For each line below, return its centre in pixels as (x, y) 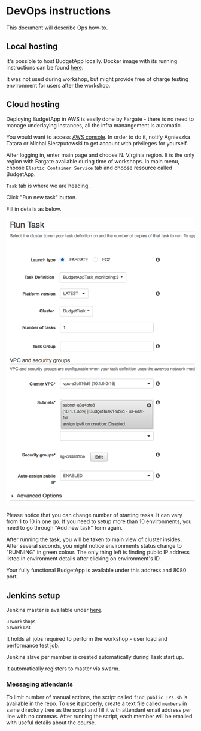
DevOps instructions (59, 11)
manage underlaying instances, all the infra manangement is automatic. (94, 125)
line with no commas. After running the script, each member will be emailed (99, 717)
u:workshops (21, 622)
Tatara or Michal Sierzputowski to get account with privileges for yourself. (97, 143)
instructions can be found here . (45, 67)
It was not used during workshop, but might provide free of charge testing (98, 79)
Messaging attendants (40, 684)
